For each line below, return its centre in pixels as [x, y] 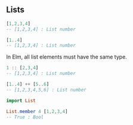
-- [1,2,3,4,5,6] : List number [46, 90]
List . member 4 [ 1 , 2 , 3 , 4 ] [37, 111]
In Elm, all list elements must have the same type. [66, 57]
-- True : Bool [25, 117]
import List [21, 100]
